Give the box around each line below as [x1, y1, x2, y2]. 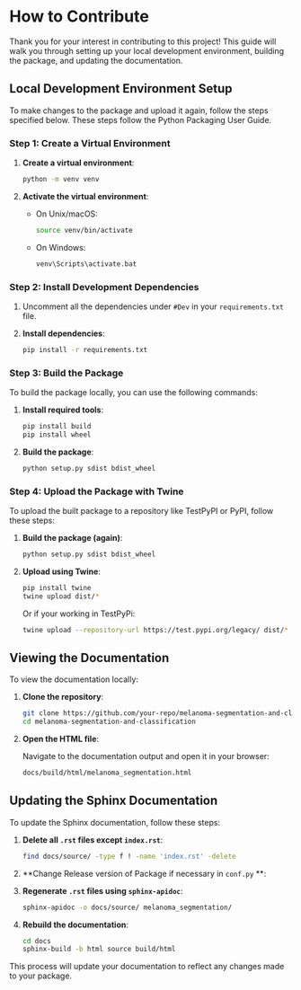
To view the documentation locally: [9, 674, 139, 685]
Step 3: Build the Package [9, 367, 124, 379]
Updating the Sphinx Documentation [9, 793, 218, 809]
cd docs [22, 936, 51, 945]
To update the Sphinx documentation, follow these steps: [9, 817, 221, 827]
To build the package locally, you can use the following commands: [9, 387, 258, 398]
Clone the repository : [22, 692, 104, 703]
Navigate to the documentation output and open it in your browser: [22, 751, 270, 762]
